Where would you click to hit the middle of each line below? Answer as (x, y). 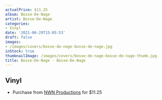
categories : (17, 24)
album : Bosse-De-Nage (28, 14)
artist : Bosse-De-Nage (29, 19)
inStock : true (20, 51)
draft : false (19, 38)
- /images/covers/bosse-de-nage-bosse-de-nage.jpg (59, 47)
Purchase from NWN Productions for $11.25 (57, 93)
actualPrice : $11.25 (27, 10)
